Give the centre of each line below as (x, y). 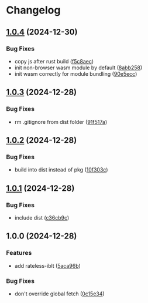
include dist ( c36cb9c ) (42, 217)
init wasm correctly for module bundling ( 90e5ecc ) (76, 73)
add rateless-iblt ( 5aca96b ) (47, 265)
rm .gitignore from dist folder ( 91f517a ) (61, 122)
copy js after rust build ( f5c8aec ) (54, 61)
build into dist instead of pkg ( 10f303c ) (61, 170)
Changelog (33, 10)
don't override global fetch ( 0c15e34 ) (59, 294)
